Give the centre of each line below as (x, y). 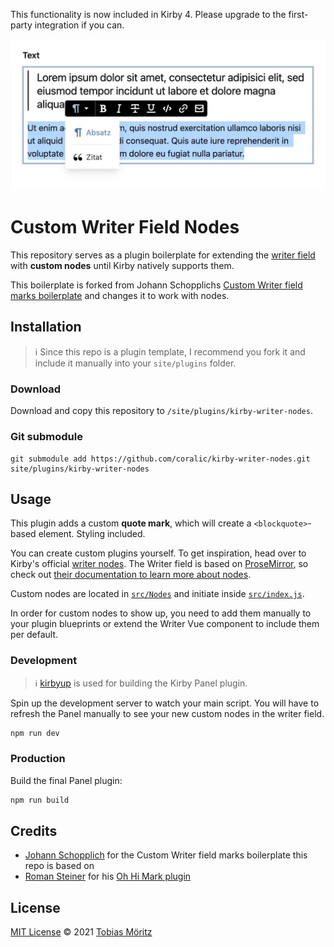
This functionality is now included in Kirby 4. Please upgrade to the (148, 14)
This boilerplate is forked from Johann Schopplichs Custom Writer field (156, 285)
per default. (34, 635)
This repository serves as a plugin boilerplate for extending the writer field (163, 255)
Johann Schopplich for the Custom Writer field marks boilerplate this (166, 855)
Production (38, 759)
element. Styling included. (92, 534)
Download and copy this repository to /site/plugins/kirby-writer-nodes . (161, 411)
